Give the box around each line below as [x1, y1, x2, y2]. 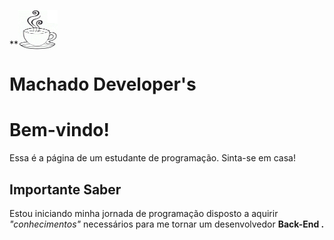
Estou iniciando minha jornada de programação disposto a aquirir [9, 207, 279, 219]
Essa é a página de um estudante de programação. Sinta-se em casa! [9, 152, 296, 164]
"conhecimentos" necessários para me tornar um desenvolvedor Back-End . [9, 218, 325, 230]
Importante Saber [9, 181, 122, 198]
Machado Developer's [9, 73, 197, 96]
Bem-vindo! [9, 119, 110, 142]
